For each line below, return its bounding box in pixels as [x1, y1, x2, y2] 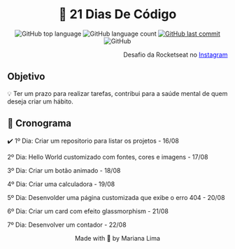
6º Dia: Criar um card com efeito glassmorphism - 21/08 [7, 206, 169, 215]
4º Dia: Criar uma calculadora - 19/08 [7, 180, 115, 188]
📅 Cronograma [7, 118, 72, 129]
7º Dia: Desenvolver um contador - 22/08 [7, 220, 127, 229]
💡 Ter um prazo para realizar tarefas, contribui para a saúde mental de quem [7, 89, 228, 97]
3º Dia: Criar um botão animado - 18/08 [7, 166, 121, 174]
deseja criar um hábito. [7, 97, 73, 106]
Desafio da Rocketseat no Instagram [123, 50, 228, 59]
